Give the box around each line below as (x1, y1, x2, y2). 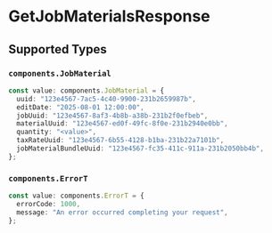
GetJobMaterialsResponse (8, 6, 210, 27)
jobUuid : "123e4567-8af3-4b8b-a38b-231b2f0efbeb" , (16, 111, 209, 120)
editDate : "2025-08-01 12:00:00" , (16, 102, 144, 112)
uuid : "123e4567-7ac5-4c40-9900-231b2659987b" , (16, 94, 197, 103)
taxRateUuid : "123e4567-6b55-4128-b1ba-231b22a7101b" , (16, 136, 225, 145)
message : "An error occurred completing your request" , (16, 207, 228, 217)
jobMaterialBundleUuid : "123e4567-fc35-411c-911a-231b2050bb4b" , (16, 144, 265, 153)
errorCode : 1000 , (16, 199, 81, 208)
